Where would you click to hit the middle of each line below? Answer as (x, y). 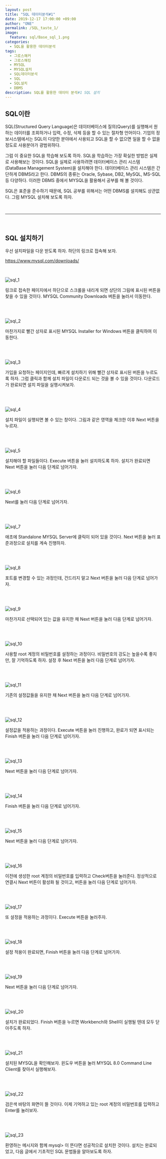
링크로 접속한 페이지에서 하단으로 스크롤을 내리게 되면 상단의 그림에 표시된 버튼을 (83, 290)
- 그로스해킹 (20, 60)
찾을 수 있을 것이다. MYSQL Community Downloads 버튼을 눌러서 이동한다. (79, 296)
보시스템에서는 (19, 139)
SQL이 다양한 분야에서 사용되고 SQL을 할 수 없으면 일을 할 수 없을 (97, 139)
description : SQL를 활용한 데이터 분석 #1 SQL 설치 (53, 93)
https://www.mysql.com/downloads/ (42, 261)
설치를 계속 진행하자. (46, 543)
